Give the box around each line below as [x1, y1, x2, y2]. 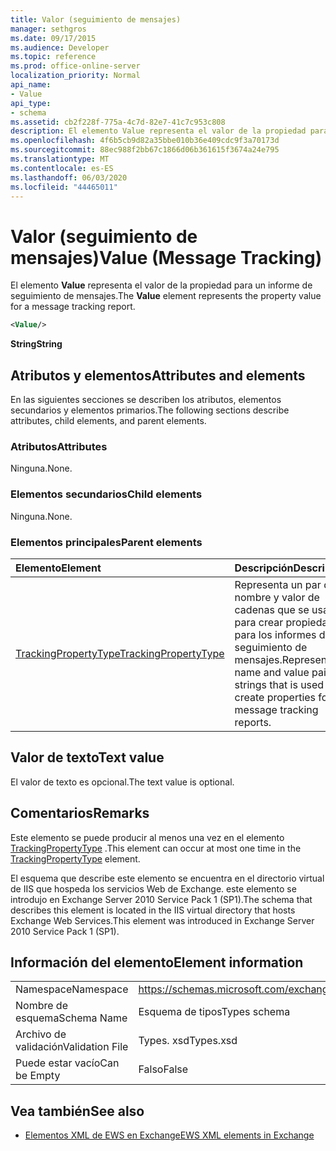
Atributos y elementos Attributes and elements [10, 367, 306, 384]
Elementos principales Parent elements [10, 535, 203, 549]
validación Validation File [15, 1040, 129, 1054]
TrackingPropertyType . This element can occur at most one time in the [10, 842, 302, 854]
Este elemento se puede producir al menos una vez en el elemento [10, 831, 285, 843]
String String [10, 338, 63, 350]
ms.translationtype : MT [10, 154, 110, 164]
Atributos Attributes [10, 439, 108, 453]
